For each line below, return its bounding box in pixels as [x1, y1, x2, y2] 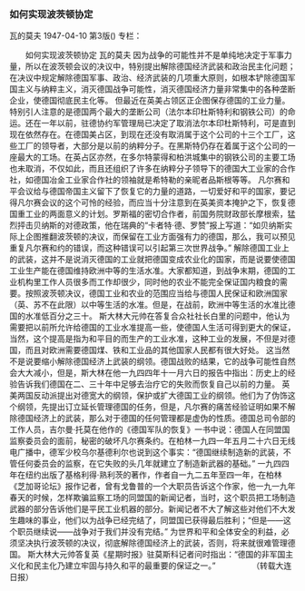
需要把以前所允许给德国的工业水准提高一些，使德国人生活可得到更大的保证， [9, 322, 296, 333]
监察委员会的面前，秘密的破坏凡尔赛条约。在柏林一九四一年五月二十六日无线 [9, 436, 296, 447]
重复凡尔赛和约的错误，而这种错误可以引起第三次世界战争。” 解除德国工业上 [9, 242, 290, 253]
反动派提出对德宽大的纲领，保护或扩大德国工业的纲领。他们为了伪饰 [33, 390, 288, 401]
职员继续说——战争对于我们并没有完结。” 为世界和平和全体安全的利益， [16, 527, 282, 537]
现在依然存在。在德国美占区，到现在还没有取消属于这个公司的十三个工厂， [9, 129, 288, 140]
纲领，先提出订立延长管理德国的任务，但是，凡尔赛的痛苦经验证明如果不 [16, 401, 288, 412]
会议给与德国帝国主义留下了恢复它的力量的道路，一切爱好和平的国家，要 [16, 186, 288, 197]
